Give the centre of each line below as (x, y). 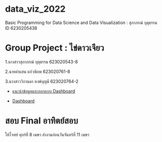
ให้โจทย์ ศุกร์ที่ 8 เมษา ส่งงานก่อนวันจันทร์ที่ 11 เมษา (47, 134)
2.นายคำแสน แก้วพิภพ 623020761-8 (38, 71)
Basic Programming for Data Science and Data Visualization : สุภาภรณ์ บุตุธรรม (81, 23)
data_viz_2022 (35, 9)
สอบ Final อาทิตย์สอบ (42, 121)
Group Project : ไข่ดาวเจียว (55, 48)
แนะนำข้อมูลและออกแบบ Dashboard (44, 91)
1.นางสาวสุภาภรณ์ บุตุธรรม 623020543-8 (42, 62)
